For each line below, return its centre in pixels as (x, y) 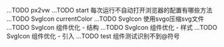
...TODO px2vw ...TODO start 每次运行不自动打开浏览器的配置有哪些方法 (110, 10)
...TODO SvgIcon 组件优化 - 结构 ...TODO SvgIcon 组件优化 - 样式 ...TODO (112, 27)
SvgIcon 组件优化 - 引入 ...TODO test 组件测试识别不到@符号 (93, 36)
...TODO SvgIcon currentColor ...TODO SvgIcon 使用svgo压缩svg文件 (105, 19)
